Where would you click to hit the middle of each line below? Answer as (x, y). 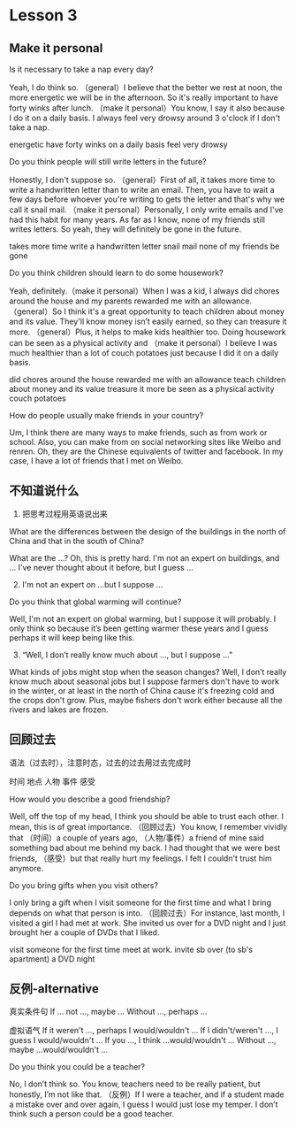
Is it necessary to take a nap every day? (81, 69)
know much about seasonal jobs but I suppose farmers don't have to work (144, 681)
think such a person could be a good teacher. (92, 1114)
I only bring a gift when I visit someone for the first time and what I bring (140, 902)
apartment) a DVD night (52, 959)
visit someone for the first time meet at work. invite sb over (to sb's (131, 949)
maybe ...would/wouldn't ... (59, 1050)
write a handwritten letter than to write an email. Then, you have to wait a (142, 190)
